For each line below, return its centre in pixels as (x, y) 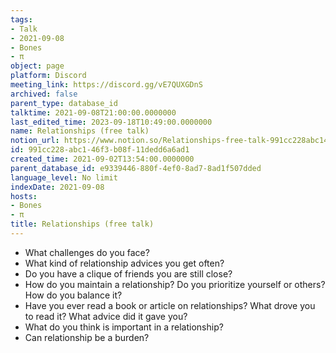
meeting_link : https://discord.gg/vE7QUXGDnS (106, 85)
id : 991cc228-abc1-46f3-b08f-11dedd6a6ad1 (100, 150)
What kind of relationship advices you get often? (124, 263)
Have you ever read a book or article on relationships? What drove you (170, 305)
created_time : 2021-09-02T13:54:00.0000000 (102, 159)
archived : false (44, 94)
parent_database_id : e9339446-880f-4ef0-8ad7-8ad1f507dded (136, 168)
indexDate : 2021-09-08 (57, 187)
